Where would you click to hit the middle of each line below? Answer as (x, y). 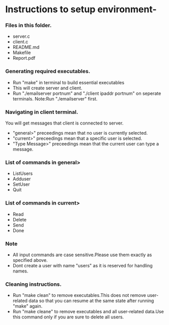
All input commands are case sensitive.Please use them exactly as (82, 255)
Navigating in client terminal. (42, 112)
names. (20, 271)
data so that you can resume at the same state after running (91, 301)
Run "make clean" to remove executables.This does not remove (79, 295)
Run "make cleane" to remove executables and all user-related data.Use (88, 312)
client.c (20, 42)
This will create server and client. (47, 88)
